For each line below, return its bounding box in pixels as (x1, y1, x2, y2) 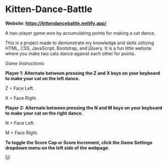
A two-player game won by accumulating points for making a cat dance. (5, 30, 156, 36)
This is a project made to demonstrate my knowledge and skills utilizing (5, 39, 154, 46)
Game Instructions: (5, 60, 45, 66)
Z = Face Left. (5, 85, 34, 91)
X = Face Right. (5, 95, 37, 101)
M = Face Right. (5, 130, 38, 136)
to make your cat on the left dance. (5, 75, 80, 81)
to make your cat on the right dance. (5, 110, 83, 116)
